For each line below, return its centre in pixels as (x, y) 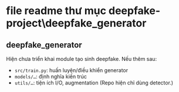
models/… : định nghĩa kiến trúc (50, 76)
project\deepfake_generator (76, 23)
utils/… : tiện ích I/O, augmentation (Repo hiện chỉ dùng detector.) (94, 83)
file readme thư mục (56, 11)
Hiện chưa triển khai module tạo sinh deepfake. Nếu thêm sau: (82, 59)
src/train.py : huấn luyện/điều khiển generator (71, 70)
